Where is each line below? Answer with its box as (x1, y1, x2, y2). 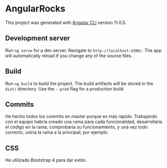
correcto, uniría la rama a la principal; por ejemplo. (5, 129, 109, 135)
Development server (5, 34, 70, 42)
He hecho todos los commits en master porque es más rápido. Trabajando (5, 113, 158, 119)
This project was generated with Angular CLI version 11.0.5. (5, 19, 127, 25)
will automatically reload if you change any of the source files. (5, 52, 133, 58)
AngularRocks (5, 3, 66, 14)
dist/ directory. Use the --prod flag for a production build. (5, 85, 125, 91)
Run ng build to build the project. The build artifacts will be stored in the (5, 80, 154, 86)
